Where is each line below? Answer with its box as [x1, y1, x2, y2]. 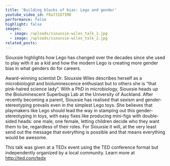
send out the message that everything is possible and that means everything [5, 129, 165, 135]
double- [142, 113, 159, 119]
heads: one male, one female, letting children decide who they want [18, 118, 160, 124]
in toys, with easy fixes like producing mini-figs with [32, 113, 142, 119]
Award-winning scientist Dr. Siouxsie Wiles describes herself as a [5, 75, 142, 81]
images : [5, 26, 22, 31]
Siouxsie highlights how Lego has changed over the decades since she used [5, 54, 165, 60]
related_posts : [5, 41, 38, 46]
